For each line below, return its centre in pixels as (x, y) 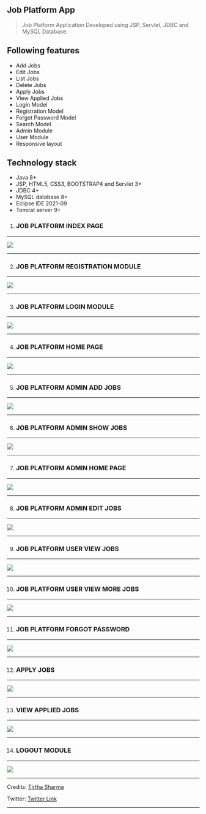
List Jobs (27, 78)
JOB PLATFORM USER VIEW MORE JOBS (77, 589)
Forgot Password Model (46, 117)
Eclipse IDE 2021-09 (41, 203)
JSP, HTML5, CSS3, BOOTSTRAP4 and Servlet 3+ (79, 184)
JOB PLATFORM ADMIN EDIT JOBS (68, 508)
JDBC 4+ (27, 191)
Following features (43, 51)
